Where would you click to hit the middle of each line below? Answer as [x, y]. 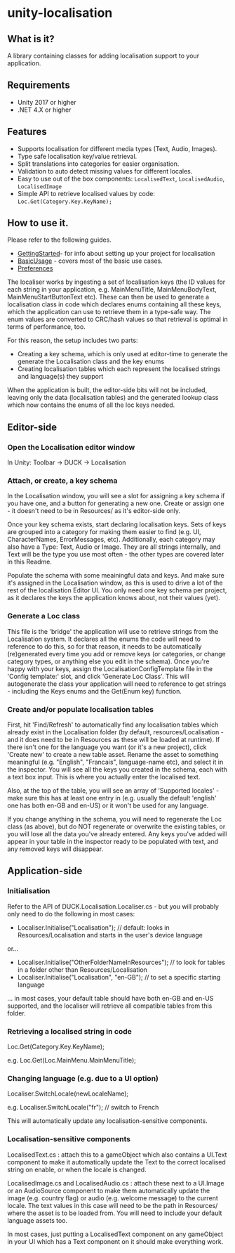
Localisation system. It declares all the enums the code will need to [104, 639]
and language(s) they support [60, 377]
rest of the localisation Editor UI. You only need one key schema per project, [117, 590]
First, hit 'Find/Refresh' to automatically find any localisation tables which [113, 725]
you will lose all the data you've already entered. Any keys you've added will [117, 834]
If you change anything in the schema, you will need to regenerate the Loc [115, 819]
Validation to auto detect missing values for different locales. [105, 171]
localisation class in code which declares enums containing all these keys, [114, 304]
